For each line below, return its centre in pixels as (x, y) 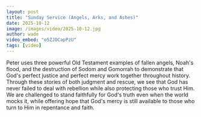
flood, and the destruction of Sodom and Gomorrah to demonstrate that (95, 69)
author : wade (23, 34)
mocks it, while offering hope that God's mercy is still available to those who (100, 101)
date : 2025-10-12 (28, 23)
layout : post (23, 12)
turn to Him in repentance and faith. (50, 107)
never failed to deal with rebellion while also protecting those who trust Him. (100, 88)
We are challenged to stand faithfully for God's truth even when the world (97, 95)
